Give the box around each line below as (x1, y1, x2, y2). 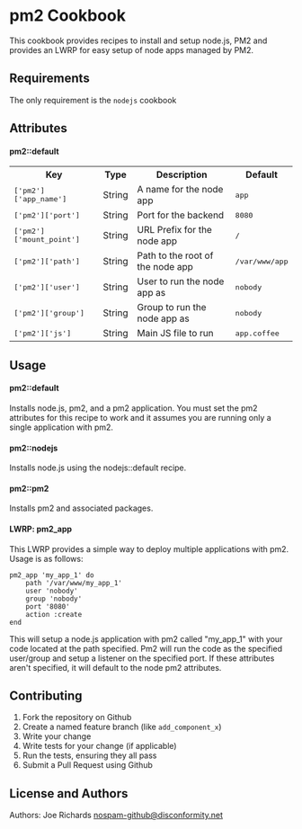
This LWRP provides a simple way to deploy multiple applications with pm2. (9, 543, 289, 554)
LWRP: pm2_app (9, 523, 73, 534)
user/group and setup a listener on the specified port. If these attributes (9, 653, 275, 664)
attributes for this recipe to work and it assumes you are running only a (9, 412, 271, 423)
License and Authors (9, 786, 129, 801)
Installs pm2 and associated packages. (9, 503, 154, 513)
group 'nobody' (25, 594, 83, 603)
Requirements (9, 71, 90, 86)
